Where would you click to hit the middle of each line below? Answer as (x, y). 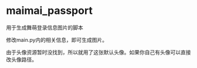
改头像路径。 (21, 59)
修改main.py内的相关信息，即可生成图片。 (57, 40)
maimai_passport (49, 11)
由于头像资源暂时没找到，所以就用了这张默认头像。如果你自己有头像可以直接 (98, 52)
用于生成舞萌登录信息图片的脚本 (45, 27)
